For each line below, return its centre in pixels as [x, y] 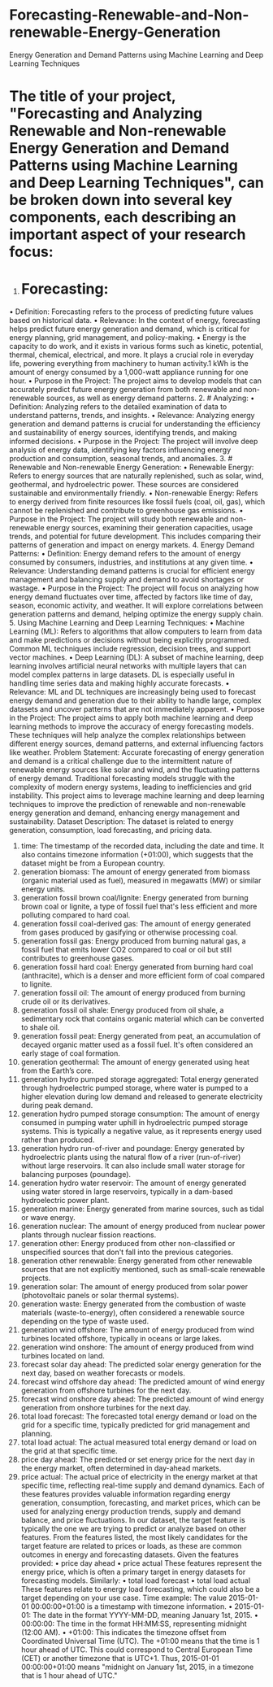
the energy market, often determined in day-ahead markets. [121, 1468]
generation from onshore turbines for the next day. [106, 1408]
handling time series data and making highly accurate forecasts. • [119, 683]
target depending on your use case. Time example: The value [123, 1598]
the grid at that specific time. [69, 1451]
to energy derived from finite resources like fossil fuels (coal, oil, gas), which [137, 502]
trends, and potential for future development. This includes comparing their [135, 536]
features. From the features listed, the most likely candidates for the [134, 1537]
